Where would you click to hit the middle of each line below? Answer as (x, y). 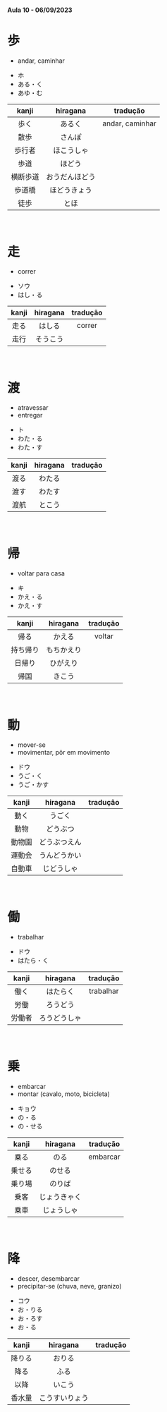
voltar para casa (41, 573)
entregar (30, 415)
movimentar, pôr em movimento (64, 753)
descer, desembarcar (48, 1279)
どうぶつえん (61, 842)
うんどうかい (60, 856)
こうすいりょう (64, 1398)
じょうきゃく (61, 1197)
